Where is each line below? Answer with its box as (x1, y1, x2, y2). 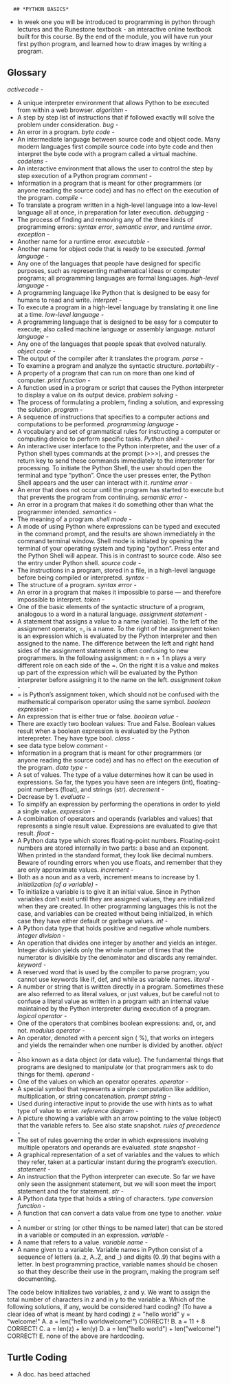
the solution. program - (16, 405, 83, 413)
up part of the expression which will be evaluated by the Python (16, 668, 198, 677)
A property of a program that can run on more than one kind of (16, 369, 195, 377)
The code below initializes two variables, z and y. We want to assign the (7, 1288, 211, 1296)
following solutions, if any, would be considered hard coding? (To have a (7, 1302, 212, 1310)
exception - (16, 230, 50, 238)
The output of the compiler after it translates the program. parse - (16, 354, 203, 362)
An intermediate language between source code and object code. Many (16, 135, 221, 143)
